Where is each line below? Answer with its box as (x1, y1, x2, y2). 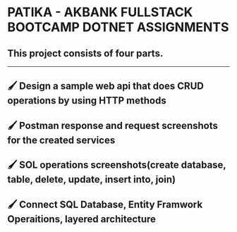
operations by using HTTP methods (7, 94, 167, 106)
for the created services (7, 134, 116, 146)
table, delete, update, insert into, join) (7, 173, 176, 185)
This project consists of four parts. (7, 47, 164, 59)
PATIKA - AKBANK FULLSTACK (7, 4, 193, 20)
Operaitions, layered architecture (7, 213, 157, 225)
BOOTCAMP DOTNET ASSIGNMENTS (7, 19, 229, 35)
